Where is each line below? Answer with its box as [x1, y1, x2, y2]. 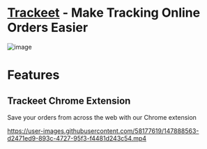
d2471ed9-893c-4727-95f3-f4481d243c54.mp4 [7, 134, 147, 142]
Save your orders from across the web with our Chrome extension [7, 113, 197, 121]
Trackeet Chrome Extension [7, 95, 131, 107]
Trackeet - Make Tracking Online [7, 5, 201, 21]
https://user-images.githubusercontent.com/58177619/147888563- [7, 127, 199, 135]
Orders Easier [7, 19, 89, 36]
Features [7, 68, 60, 83]
